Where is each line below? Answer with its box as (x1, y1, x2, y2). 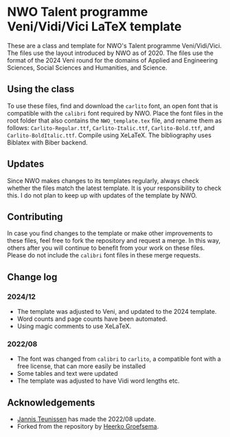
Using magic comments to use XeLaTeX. (16, 322, 132, 330)
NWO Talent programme (7, 4, 148, 20)
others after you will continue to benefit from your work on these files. (7, 244, 205, 252)
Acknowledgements (7, 396, 95, 408)
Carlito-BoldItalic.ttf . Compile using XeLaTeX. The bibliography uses (7, 131, 211, 139)
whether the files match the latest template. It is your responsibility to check (7, 184, 222, 192)
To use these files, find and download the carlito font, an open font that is (7, 101, 218, 110)
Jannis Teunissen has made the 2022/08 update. (16, 415, 157, 423)
